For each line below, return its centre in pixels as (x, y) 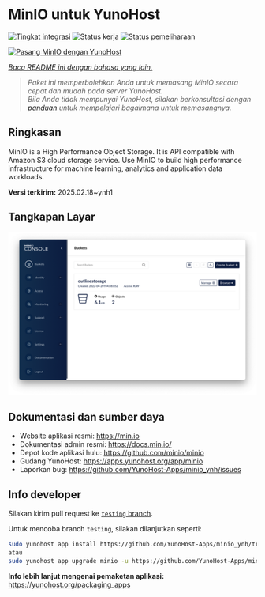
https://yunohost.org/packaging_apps (69, 584)
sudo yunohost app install (52, 544)
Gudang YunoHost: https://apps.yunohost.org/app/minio (111, 461)
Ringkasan (35, 132)
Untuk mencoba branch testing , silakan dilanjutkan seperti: (105, 528)
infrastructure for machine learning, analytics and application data (116, 168)
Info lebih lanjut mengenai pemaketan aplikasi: (86, 576)
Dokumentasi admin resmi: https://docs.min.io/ (95, 444)
